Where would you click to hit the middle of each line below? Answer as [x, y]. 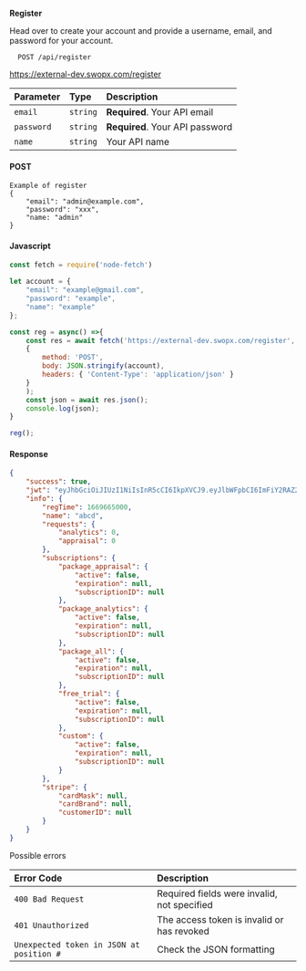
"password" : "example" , [71, 299]
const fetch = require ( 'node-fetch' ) [81, 265]
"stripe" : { [65, 787]
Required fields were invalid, [217, 893]
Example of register [49, 186]
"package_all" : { [91, 652]
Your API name [138, 142]
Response [29, 454]
